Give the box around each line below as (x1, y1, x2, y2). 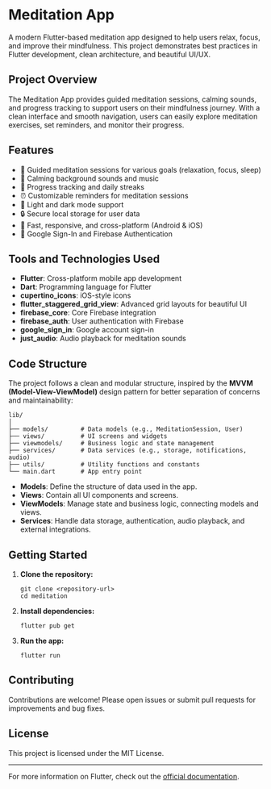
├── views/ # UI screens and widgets (8, 432, 168, 440)
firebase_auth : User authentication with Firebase (19, 316, 184, 326)
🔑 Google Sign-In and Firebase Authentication (19, 228, 173, 239)
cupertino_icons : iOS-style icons (19, 290, 131, 300)
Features (8, 144, 54, 157)
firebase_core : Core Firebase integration (19, 308, 156, 318)
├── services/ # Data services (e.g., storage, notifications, (8, 446, 248, 455)
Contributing (8, 674, 74, 687)
